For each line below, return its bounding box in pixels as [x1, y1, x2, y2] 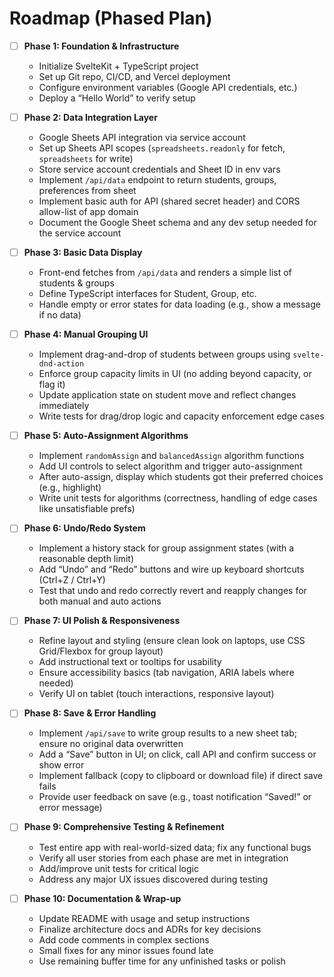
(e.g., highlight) [38, 482, 102, 494]
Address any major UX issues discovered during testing [38, 873, 269, 885]
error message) [38, 802, 103, 814]
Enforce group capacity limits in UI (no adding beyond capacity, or [38, 368, 312, 380]
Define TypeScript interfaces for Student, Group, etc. [38, 288, 257, 300]
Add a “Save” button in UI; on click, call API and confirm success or [38, 748, 317, 761]
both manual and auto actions [38, 595, 162, 607]
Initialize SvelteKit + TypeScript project [38, 60, 199, 72]
